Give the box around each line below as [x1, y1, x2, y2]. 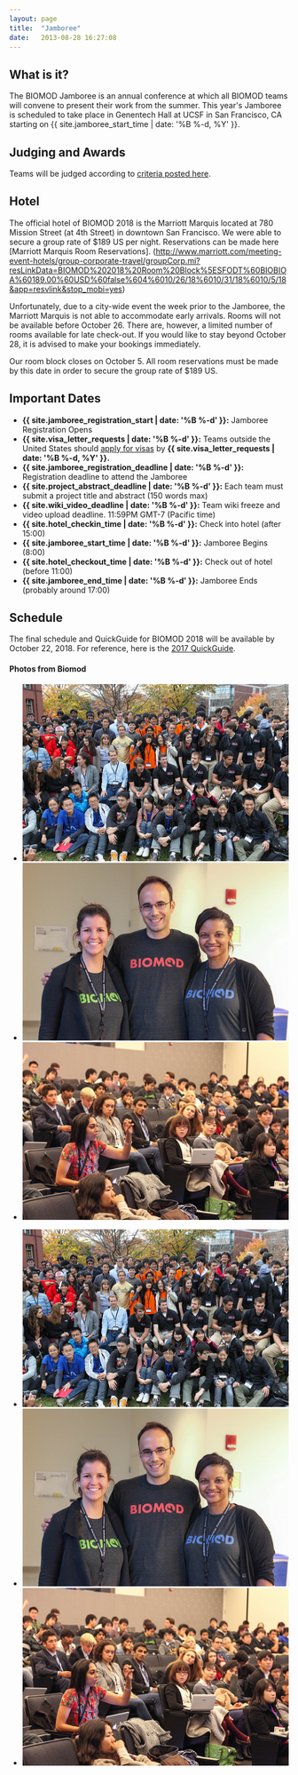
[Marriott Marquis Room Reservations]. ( [9, 245, 157, 257]
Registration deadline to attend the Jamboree [21, 471, 188, 482]
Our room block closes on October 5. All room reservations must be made [9, 355, 279, 366]
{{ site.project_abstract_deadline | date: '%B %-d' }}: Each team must [21, 481, 284, 491]
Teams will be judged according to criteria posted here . [9, 169, 211, 179]
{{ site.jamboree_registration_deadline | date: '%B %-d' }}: [21, 462, 244, 473]
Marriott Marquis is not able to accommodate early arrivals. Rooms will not [9, 310, 281, 321]
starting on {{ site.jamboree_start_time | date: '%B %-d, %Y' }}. [9, 119, 240, 130]
